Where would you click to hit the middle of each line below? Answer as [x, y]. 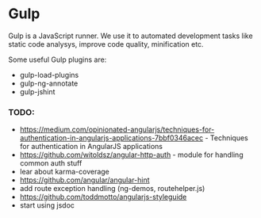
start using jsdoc [47, 205]
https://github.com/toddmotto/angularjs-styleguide [103, 197]
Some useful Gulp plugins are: [58, 59]
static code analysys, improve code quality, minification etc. [106, 44]
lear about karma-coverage [64, 172]
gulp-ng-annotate [49, 83]
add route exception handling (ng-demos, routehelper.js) [112, 189]
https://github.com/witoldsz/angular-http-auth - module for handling [131, 155]
